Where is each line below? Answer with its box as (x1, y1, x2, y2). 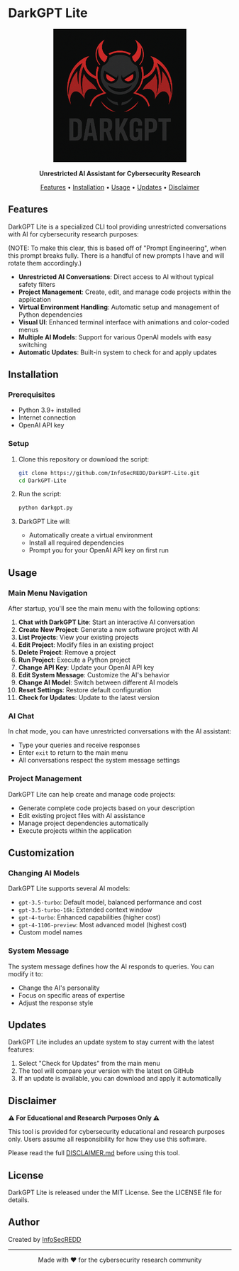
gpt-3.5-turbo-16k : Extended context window (18, 905, 152, 914)
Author (8, 1216, 40, 1228)
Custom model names (18, 928, 83, 937)
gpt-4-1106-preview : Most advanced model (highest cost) (18, 921, 187, 929)
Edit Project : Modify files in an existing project (18, 640, 155, 649)
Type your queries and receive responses (18, 741, 140, 750)
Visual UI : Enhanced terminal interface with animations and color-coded (18, 317, 230, 326)
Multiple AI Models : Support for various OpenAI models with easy (18, 332, 212, 342)
